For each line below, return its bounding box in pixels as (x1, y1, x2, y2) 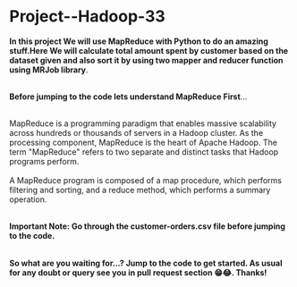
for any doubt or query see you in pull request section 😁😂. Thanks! (9, 266, 267, 278)
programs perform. (9, 156, 80, 166)
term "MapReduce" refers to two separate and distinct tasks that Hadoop (9, 146, 279, 157)
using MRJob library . (9, 64, 89, 75)
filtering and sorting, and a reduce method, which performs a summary (9, 184, 271, 195)
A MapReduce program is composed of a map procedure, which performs (9, 174, 282, 185)
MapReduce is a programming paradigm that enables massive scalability (9, 118, 277, 129)
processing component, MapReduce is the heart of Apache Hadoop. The (9, 137, 277, 148)
